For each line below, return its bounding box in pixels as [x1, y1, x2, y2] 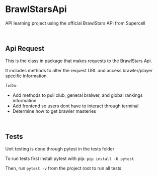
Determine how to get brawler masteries [12, 108, 97, 114]
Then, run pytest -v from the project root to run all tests [5, 165, 122, 171]
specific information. [5, 73, 48, 79]
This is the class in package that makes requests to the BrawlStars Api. [5, 58, 152, 64]
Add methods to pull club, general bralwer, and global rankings [12, 92, 143, 98]
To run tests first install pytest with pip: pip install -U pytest [5, 155, 134, 161]
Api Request [5, 44, 44, 53]
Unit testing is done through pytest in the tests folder [5, 145, 115, 151]
